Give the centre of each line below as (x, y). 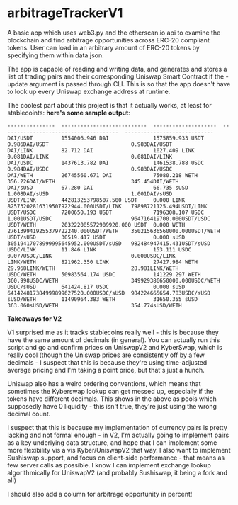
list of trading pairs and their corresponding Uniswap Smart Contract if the (116, 76)
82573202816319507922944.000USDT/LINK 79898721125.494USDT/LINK (107, 206)
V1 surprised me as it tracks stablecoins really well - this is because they (113, 332)
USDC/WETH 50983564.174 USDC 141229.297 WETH (104, 274)
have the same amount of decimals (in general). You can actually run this (114, 340)
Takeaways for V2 (35, 318)
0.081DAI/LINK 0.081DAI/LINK (90, 157)
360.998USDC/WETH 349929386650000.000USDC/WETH (114, 280)
